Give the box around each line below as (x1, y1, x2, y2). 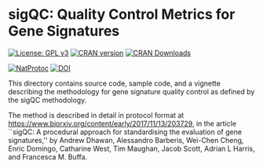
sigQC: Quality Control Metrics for (8, 5, 236, 24)
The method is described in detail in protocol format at (8, 110, 184, 119)
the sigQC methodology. (8, 95, 87, 104)
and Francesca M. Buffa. (8, 152, 88, 162)
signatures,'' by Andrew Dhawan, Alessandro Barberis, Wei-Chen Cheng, (8, 135, 244, 144)
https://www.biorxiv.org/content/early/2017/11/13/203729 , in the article (8, 119, 237, 128)
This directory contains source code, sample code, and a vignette (8, 79, 221, 88)
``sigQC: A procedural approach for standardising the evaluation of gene (8, 127, 242, 137)
